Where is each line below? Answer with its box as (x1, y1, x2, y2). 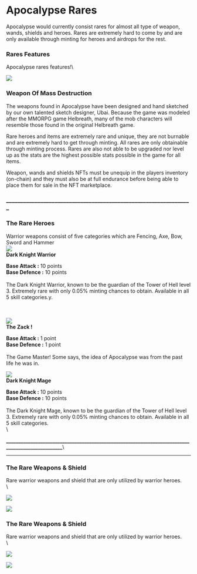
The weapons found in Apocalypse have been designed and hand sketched (6, 102, 189, 109)
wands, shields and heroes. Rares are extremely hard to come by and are (6, 29, 183, 36)
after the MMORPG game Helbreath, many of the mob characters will (6, 115, 172, 122)
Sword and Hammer (6, 239, 55, 246)
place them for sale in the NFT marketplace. (6, 182, 113, 189)
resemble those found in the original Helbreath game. (6, 121, 135, 128)
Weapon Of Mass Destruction (6, 89, 92, 98)
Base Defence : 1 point (6, 341, 62, 348)
